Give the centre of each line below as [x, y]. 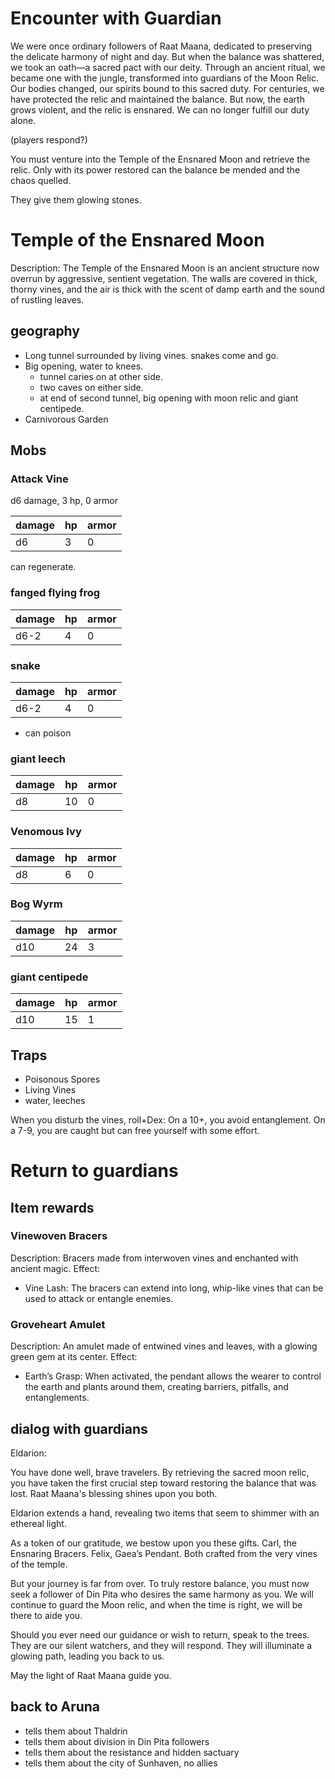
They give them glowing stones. [76, 199]
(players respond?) [49, 139]
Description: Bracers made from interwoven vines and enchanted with [154, 1258]
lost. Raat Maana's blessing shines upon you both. [114, 1493]
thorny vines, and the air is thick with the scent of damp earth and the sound [167, 289]
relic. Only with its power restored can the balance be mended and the [155, 169]
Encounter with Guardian [116, 18]
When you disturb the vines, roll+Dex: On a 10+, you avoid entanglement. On [168, 1119]
